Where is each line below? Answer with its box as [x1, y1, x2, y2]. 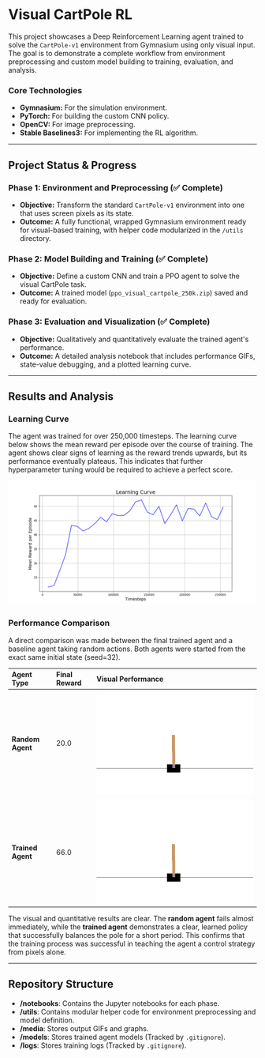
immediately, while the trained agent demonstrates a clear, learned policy [8, 922, 248, 932]
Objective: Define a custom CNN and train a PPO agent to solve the [19, 271, 241, 281]
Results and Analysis [8, 390, 114, 403]
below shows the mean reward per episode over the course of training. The [8, 440, 254, 450]
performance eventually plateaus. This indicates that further [8, 457, 203, 466]
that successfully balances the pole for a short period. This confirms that [8, 931, 245, 940]
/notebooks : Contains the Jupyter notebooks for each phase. [19, 998, 220, 1008]
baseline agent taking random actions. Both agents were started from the [8, 644, 246, 653]
